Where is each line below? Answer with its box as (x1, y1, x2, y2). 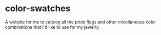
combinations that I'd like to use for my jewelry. (5, 24, 100, 30)
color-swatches (5, 3, 71, 14)
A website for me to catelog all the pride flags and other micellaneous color (5, 19, 156, 25)
